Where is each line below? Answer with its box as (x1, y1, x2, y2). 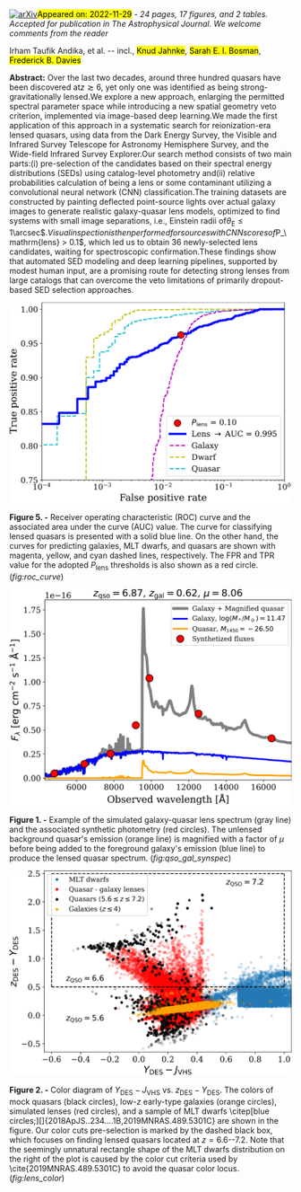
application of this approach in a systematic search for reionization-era (9, 120, 271, 131)
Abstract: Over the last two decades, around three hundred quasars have (9, 73, 281, 84)
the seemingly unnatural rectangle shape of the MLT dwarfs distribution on (9, 1143, 285, 1154)
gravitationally (9, 92, 62, 102)
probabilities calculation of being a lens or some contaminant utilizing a (9, 177, 271, 189)
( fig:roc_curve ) (9, 571, 64, 582)
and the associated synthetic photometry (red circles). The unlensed (9, 824, 262, 835)
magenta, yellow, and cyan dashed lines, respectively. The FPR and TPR (9, 550, 275, 561)
